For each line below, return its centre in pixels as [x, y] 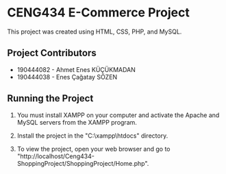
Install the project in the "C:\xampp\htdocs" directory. [92, 136]
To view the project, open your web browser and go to [93, 149]
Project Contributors [52, 53]
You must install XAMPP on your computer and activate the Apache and [118, 115]
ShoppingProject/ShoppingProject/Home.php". [83, 163]
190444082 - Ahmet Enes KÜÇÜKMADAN [76, 69]
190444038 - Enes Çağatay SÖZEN [67, 77]
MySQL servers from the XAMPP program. [77, 122]
